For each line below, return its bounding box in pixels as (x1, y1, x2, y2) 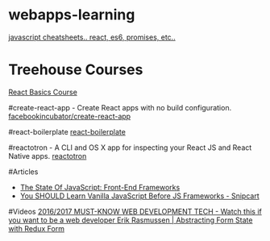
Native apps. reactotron (8, 151, 87, 160)
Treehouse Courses (8, 60, 143, 79)
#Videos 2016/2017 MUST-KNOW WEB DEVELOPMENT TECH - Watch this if (8, 206, 262, 216)
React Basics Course (8, 87, 78, 97)
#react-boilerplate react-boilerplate (8, 127, 127, 136)
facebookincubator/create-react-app (8, 111, 131, 121)
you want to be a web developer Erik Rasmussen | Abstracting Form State (8, 215, 253, 225)
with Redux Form (8, 223, 64, 233)
